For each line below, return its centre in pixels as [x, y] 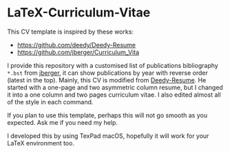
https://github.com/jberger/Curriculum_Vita [78, 52]
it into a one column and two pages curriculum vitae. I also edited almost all [114, 95]
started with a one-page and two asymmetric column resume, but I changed [115, 87]
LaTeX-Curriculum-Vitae [79, 13]
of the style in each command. [50, 102]
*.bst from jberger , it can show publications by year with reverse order [107, 73]
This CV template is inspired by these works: [71, 32]
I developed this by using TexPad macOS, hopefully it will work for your [108, 136]
